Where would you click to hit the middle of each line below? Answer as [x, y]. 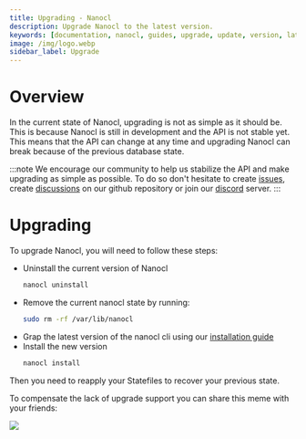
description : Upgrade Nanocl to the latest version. [112, 26]
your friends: [33, 408]
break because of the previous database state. [97, 152]
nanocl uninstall [56, 285]
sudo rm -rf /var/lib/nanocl [78, 319]
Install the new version [65, 346]
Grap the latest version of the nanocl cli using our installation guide [148, 336]
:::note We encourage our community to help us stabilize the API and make [149, 169]
